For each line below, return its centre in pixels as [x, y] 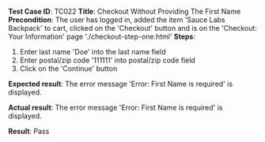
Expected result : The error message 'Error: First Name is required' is [121, 84]
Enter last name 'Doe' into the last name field [93, 52]
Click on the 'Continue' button [68, 69]
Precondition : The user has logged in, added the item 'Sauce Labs [117, 20]
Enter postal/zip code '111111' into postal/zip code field [107, 60]
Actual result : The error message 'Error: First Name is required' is [115, 107]
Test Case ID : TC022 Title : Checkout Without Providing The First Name [125, 11]
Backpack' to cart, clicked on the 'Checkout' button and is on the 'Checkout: [132, 28]
